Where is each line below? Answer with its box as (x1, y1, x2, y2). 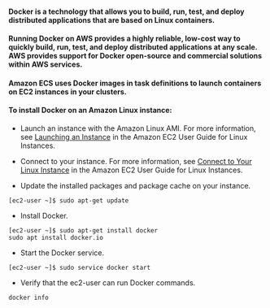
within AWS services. (8, 59, 83, 69)
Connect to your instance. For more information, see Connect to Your (20, 156, 252, 166)
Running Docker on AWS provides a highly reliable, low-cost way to (8, 33, 242, 44)
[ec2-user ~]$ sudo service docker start (8, 263, 151, 271)
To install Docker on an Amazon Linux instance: (8, 106, 172, 115)
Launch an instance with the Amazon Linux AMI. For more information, (20, 123, 256, 133)
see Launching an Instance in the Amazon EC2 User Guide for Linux (20, 132, 248, 141)
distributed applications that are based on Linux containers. (8, 15, 216, 24)
